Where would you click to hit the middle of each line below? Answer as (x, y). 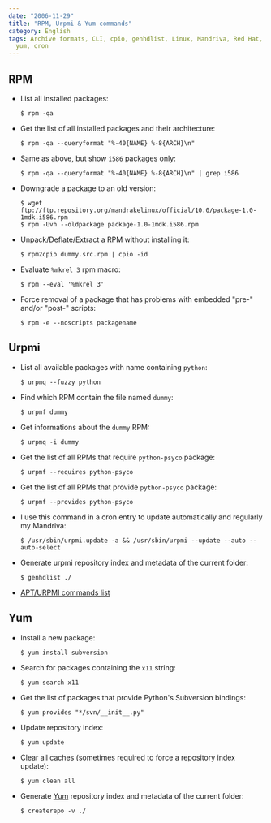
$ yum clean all (47, 781)
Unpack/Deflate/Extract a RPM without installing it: (105, 239)
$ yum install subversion (64, 653)
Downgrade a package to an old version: (88, 188)
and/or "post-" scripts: (58, 308)
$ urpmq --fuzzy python (60, 382)
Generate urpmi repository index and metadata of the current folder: (134, 562)
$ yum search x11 (49, 683)
